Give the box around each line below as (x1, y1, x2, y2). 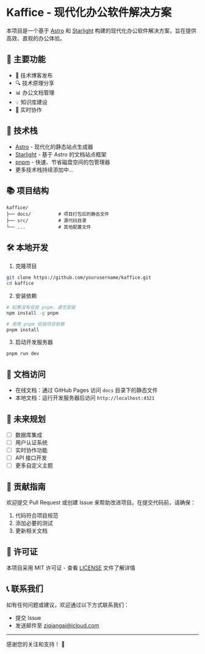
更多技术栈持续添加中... (15, 166, 74, 173)
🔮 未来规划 (6, 414, 46, 424)
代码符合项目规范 (15, 512, 59, 520)
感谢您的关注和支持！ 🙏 (6, 640, 65, 648)
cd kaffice (6, 281, 34, 287)
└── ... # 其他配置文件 (6, 224, 92, 230)
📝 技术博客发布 (15, 72, 53, 79)
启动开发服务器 (15, 339, 53, 346)
